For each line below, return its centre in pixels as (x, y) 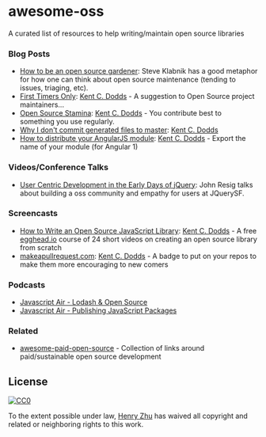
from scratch (40, 247)
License (28, 381)
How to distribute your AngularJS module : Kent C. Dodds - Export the (133, 139)
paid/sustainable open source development (90, 357)
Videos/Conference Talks (59, 167)
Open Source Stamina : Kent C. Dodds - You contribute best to (120, 113)
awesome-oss (56, 11)
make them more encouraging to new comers (94, 264)
